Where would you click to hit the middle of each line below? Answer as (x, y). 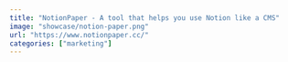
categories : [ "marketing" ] (61, 43)
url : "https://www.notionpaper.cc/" (79, 35)
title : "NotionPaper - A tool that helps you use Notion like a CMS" (145, 18)
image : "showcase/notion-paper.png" (79, 26)
